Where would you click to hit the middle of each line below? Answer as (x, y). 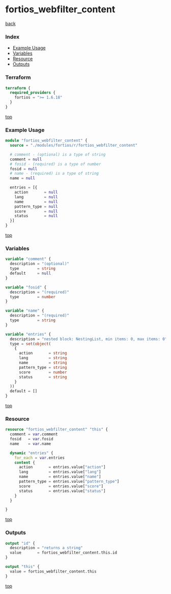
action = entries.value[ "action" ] (62, 467)
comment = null (26, 159)
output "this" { (22, 567)
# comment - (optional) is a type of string (58, 154)
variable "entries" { (28, 334)
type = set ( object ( (31, 344)
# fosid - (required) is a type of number (55, 164)
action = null (36, 193)
